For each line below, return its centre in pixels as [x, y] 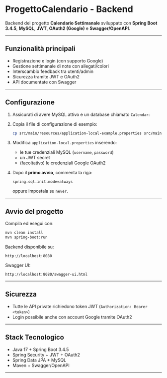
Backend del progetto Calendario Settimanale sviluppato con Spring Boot [81, 23]
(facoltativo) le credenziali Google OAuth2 [63, 163]
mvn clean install [24, 233]
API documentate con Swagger [44, 82]
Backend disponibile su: [30, 247]
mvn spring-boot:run [27, 237]
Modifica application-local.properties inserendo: [65, 143]
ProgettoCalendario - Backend [69, 9]
